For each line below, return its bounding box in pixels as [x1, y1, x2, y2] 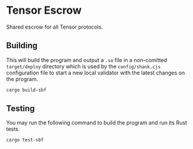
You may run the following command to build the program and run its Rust [6, 119, 188, 126]
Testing [6, 104, 35, 114]
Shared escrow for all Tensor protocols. [6, 23, 103, 30]
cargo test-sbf [6, 137, 44, 143]
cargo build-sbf [6, 87, 46, 93]
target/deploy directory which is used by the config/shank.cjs [6, 63, 161, 70]
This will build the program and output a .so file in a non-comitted [6, 56, 167, 63]
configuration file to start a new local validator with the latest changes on [6, 69, 185, 76]
